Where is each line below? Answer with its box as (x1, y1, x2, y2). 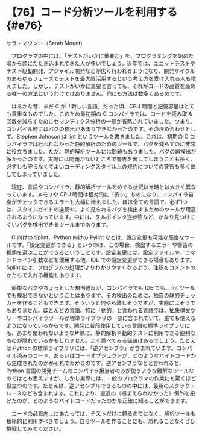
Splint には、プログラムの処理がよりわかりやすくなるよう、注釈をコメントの (6, 263, 196, 271)
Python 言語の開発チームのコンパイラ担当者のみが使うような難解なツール (6, 367, 189, 374)
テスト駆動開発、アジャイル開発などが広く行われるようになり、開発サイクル (6, 67, 195, 74)
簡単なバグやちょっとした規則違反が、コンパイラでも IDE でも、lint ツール (11, 284, 196, 291)
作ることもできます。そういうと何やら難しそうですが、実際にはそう (22, 299, 191, 306)
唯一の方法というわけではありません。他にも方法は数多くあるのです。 (11, 90, 186, 97)
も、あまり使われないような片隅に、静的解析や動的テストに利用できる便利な (6, 329, 196, 336)
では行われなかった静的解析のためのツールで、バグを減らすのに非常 (27, 140, 196, 148)
